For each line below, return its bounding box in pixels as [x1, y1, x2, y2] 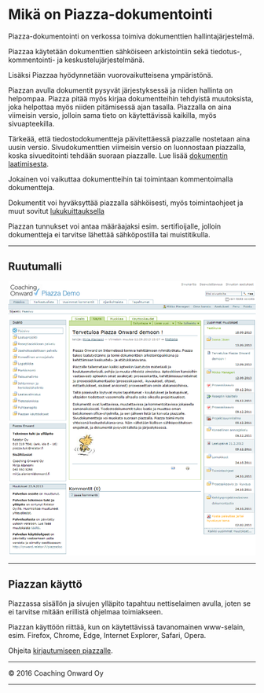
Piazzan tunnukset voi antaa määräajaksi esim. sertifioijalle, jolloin [8, 222, 222, 231]
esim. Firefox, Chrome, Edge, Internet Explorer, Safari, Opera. [8, 630, 207, 640]
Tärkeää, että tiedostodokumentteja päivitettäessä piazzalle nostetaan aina [8, 134, 251, 143]
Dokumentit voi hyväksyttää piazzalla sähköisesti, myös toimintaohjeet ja [8, 198, 244, 207]
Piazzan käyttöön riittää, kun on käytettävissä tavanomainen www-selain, [8, 622, 245, 632]
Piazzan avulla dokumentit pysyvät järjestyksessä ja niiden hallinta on [8, 85, 233, 95]
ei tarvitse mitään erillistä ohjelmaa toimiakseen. [8, 607, 163, 616]
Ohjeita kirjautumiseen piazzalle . [8, 646, 114, 655]
